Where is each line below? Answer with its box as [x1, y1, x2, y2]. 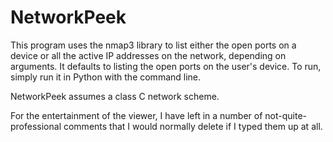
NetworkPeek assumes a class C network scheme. [10, 90, 220, 102]
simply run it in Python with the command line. [10, 71, 202, 83]
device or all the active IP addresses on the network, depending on [10, 49, 287, 61]
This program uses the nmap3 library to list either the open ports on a [10, 39, 297, 51]
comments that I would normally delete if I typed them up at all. [63, 120, 323, 132]
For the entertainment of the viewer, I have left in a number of [10, 109, 263, 121]
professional [10, 120, 62, 132]
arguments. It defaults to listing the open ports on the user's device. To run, [10, 60, 322, 72]
